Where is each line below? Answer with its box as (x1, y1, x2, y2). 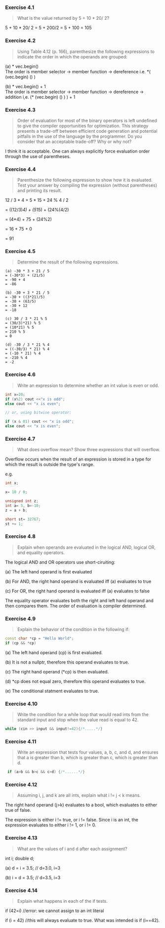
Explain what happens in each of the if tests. (17, 898, 108, 904)
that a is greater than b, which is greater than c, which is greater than (17, 755, 158, 761)
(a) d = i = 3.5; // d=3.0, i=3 (5, 865, 61, 871)
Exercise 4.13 (5, 834, 38, 841)
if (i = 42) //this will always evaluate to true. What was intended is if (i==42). (5, 918, 160, 924)
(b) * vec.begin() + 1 (5, 83, 46, 89)
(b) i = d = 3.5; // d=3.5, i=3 (5, 875, 61, 880)
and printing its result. (17, 188, 62, 194)
